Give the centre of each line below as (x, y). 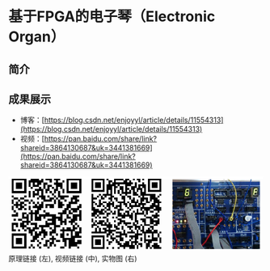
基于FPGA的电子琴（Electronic (112, 17)
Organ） (37, 37)
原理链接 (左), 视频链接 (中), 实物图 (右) (73, 258)
